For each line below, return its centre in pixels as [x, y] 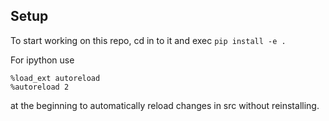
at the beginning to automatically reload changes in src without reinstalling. [165, 105]
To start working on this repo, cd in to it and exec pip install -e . [148, 40]
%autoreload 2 [40, 87]
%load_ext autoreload [55, 78]
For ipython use [42, 60]
